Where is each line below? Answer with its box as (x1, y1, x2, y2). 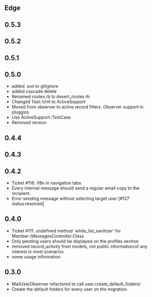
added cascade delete (11, 88, 57, 94)
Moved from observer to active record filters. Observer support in (11, 104, 144, 110)
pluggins (11, 109, 30, 115)
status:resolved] (11, 200, 44, 207)
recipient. (11, 190, 31, 196)
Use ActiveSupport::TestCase (11, 114, 71, 120)
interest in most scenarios (11, 249, 64, 255)
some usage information (11, 254, 61, 259)
